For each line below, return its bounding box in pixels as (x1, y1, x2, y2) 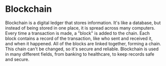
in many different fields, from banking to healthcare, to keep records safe (5, 51, 155, 57)
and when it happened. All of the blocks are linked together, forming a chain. (5, 40, 162, 46)
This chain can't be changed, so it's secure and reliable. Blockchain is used (5, 46, 159, 52)
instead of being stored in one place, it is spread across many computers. (5, 25, 155, 31)
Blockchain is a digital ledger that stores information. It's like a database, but (5, 20, 161, 26)
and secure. (5, 56, 30, 62)
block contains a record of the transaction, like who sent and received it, (5, 35, 153, 41)
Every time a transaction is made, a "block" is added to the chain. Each (5, 30, 150, 36)
